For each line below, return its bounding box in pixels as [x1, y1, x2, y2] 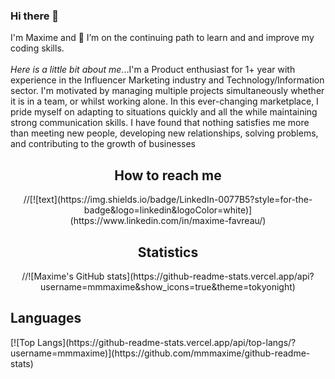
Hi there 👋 [10, 9, 60, 23]
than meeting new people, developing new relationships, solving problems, [10, 127, 319, 139]
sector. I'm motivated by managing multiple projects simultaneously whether [10, 85, 325, 97]
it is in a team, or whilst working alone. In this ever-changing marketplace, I [10, 95, 319, 108]
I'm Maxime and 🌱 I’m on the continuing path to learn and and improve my [10, 32, 315, 44]
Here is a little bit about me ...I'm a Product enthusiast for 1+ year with [10, 64, 296, 76]
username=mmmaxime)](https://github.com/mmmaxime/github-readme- [10, 347, 311, 359]
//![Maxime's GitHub [21, 270, 105, 282]
